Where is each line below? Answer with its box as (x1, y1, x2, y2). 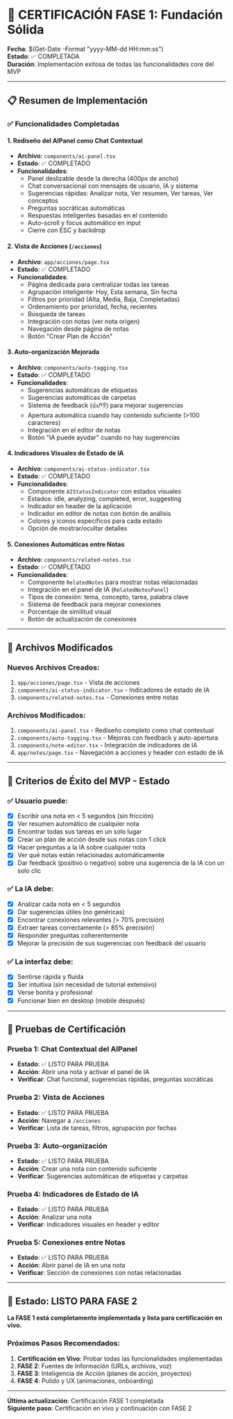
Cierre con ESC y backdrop (27, 226, 106, 234)
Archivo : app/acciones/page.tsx (17, 257, 110, 266)
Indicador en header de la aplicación (27, 502, 132, 510)
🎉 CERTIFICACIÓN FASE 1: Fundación (7, 7, 223, 23)
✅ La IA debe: (7, 884, 54, 893)
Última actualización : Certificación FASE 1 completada (7, 1396, 164, 1404)
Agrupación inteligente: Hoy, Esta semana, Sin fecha (27, 287, 178, 295)
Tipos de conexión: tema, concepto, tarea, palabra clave (27, 593, 189, 601)
